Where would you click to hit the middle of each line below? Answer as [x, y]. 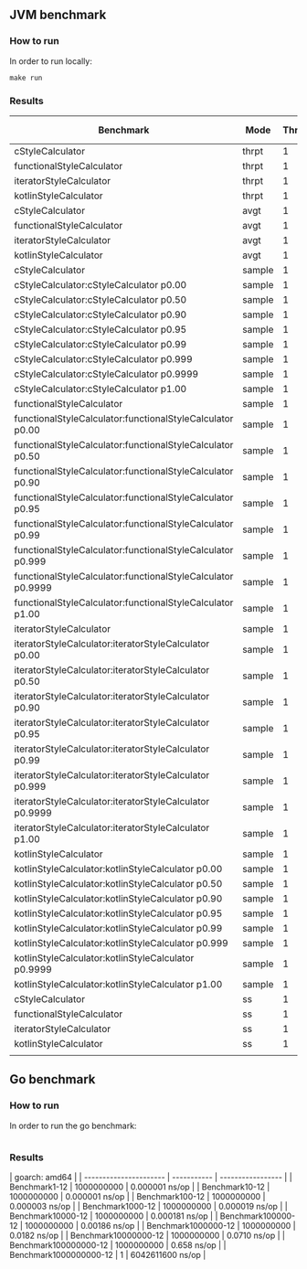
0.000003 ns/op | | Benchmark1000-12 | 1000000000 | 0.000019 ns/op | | [148, 1206]
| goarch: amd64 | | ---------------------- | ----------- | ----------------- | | [151, 1177]
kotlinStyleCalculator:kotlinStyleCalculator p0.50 [118, 883]
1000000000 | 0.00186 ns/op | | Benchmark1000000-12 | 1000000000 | [160, 1225]
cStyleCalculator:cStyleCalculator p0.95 [101, 329]
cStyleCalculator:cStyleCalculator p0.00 [101, 284]
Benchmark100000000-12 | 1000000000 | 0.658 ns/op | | [118, 1245]
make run [26, 78]
